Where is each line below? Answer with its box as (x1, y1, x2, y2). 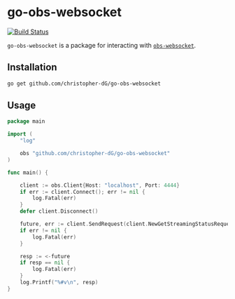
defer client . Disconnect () (20, 208, 99, 215)
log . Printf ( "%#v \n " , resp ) (20, 279, 99, 286)
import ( (7, 131, 33, 138)
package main (7, 118, 45, 125)
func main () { (7, 169, 49, 176)
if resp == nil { (20, 259, 71, 267)
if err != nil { (20, 227, 68, 234)
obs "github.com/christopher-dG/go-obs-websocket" (20, 150, 171, 157)
